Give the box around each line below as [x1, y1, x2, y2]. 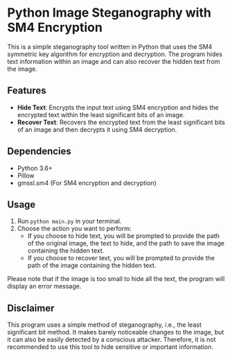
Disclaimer [7, 302, 55, 314]
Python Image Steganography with [7, 5, 211, 21]
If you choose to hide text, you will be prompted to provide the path [27, 232, 220, 240]
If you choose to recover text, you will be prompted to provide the [27, 254, 215, 262]
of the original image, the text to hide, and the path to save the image [27, 239, 225, 248]
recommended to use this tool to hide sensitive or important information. [7, 343, 213, 351]
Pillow [17, 171, 35, 180]
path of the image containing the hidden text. [27, 262, 157, 270]
